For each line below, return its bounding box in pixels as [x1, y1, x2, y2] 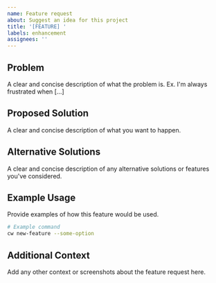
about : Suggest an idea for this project [7, 17, 129, 24]
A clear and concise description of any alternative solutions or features [7, 164, 210, 173]
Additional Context [7, 249, 90, 261]
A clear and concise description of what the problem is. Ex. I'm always [7, 80, 208, 88]
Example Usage [7, 191, 76, 203]
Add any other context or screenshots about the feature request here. [7, 268, 206, 276]
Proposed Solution [7, 108, 89, 119]
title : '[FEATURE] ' [7, 23, 67, 30]
